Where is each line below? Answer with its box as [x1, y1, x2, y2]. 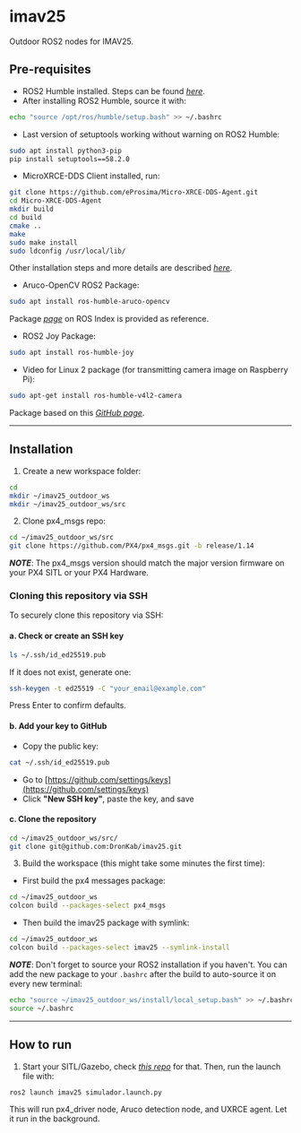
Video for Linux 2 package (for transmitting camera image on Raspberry [21, 365, 288, 376]
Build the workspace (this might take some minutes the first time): [21, 858, 266, 869]
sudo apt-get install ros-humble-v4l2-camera [9, 392, 182, 401]
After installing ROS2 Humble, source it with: [21, 95, 186, 106]
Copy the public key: [21, 740, 99, 751]
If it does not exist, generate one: [9, 666, 132, 678]
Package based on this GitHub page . [9, 408, 145, 418]
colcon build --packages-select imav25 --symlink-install [9, 943, 230, 952]
